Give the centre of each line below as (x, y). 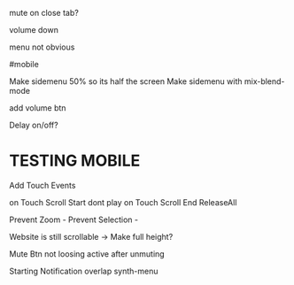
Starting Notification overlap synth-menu (84, 271)
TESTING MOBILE (75, 161)
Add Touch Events (43, 185)
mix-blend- (264, 81)
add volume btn (38, 108)
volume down (34, 30)
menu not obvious (42, 47)
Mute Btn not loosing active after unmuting (87, 254)
